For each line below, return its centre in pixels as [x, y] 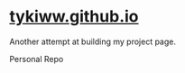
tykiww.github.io [74, 17]
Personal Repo [37, 59]
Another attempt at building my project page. [93, 41]
